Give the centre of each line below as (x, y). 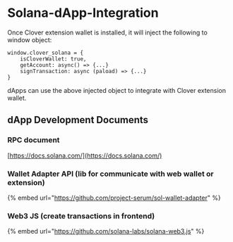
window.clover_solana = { (45, 53)
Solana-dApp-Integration (83, 13)
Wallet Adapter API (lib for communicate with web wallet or (110, 174)
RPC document (34, 140)
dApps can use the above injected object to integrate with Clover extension (116, 90)
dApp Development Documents (78, 120)
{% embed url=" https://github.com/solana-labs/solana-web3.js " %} (106, 231)
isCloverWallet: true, (53, 59)
